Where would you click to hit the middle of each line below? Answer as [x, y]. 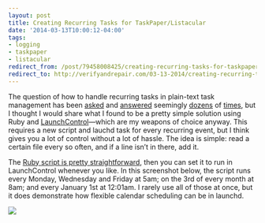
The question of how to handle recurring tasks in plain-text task [112, 96]
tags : [17, 37]
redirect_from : [33, 67]
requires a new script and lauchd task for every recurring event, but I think [129, 130]
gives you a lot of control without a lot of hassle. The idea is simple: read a [129, 138]
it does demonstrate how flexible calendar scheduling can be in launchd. [126, 195]
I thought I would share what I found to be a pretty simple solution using [125, 113]
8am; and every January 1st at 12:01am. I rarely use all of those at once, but [131, 187]
